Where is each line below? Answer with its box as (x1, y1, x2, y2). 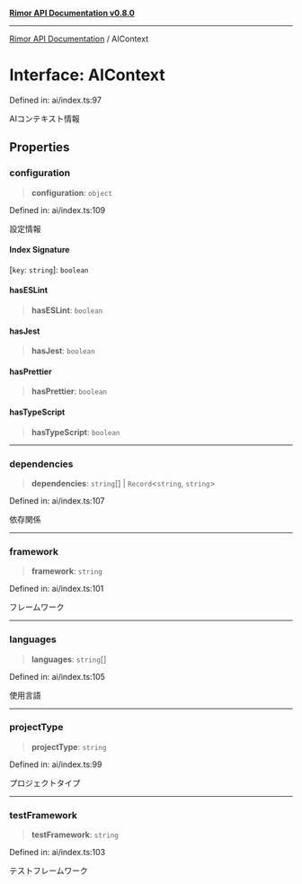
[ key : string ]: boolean (9, 264, 89, 275)
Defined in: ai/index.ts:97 (9, 94, 102, 105)
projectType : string (31, 741, 107, 752)
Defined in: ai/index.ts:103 (9, 847, 106, 858)
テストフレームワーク (9, 865, 88, 876)
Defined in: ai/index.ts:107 (9, 495, 105, 506)
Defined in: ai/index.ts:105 (9, 671, 106, 682)
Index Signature (9, 245, 70, 255)
